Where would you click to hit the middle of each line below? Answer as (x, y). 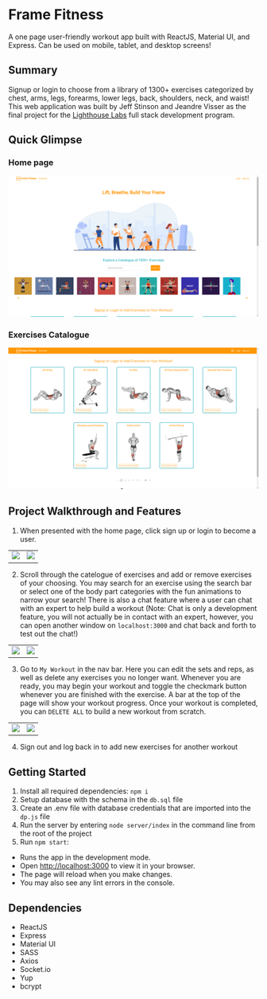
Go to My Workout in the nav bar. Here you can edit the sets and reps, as (137, 669)
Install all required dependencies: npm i (84, 791)
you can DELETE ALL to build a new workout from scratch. (113, 711)
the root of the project (56, 833)
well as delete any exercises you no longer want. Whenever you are (130, 678)
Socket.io (35, 969)
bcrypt (31, 986)
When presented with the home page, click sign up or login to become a (138, 531)
